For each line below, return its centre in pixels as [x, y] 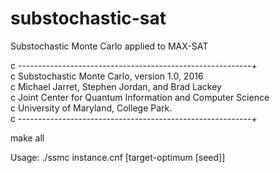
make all [27, 138]
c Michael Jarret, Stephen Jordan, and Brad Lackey [116, 86]
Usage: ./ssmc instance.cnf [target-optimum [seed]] [118, 157]
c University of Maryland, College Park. [91, 108]
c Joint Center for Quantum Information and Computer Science [140, 97]
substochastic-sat [88, 18]
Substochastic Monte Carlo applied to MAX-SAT [109, 46]
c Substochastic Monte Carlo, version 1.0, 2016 [107, 76]
